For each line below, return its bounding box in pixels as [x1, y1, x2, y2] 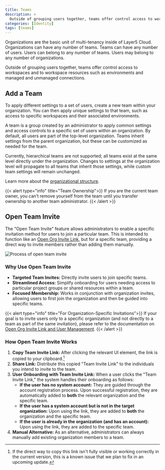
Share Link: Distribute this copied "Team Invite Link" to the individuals [12, 361, 154, 367]
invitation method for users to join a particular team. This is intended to [5, 231, 148, 237]
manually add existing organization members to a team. [12, 434, 125, 440]
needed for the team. [5, 143, 48, 149]
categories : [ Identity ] [5, 21, 54, 26]
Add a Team [5, 89, 43, 98]
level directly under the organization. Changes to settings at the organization [5, 158, 160, 164]
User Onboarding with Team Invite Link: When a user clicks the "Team [12, 371, 157, 377]
